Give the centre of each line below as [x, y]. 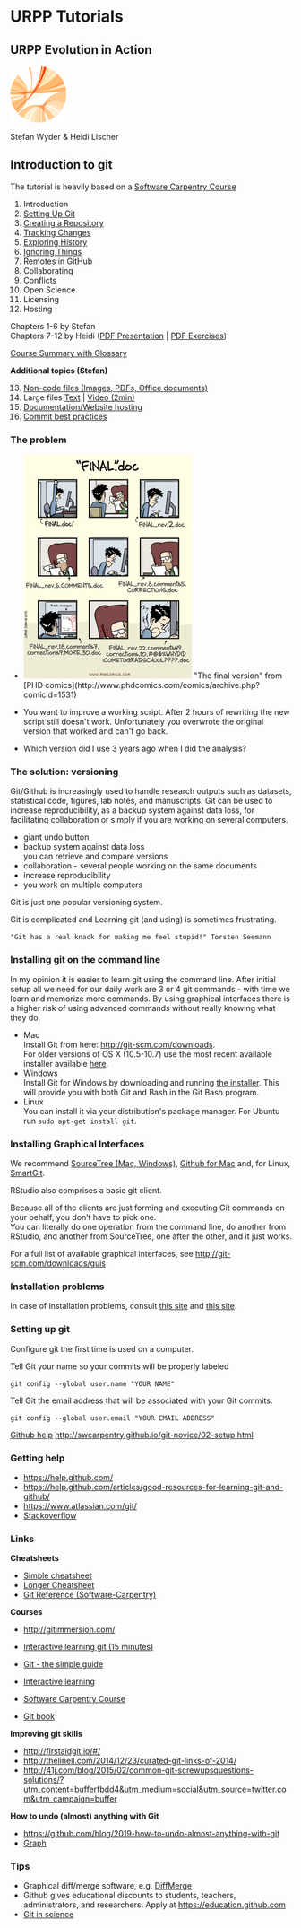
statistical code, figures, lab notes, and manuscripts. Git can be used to [142, 801]
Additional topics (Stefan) [59, 371]
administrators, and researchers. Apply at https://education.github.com [154, 1905]
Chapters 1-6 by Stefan [53, 326]
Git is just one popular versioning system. [86, 903]
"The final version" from [238, 676]
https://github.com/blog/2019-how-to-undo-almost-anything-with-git [151, 1834]
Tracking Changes [57, 232]
